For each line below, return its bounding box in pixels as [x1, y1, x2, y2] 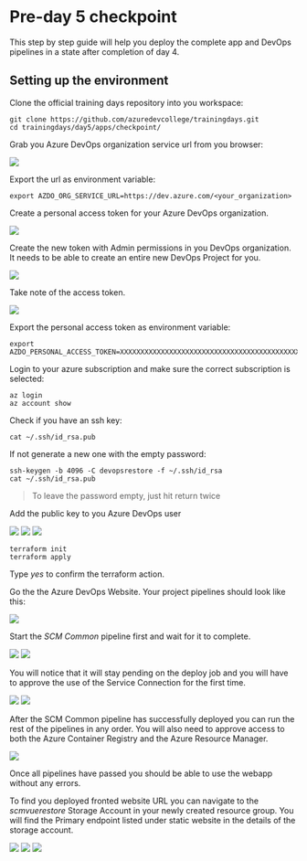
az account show [9, 399, 71, 408]
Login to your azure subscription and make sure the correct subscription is [9, 363, 291, 374]
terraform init [9, 544, 68, 554]
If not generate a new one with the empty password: [9, 448, 206, 459]
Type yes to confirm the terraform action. [9, 569, 164, 579]
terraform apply [9, 552, 71, 561]
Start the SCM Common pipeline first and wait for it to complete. [9, 631, 251, 642]
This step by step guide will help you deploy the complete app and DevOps [9, 37, 292, 48]
